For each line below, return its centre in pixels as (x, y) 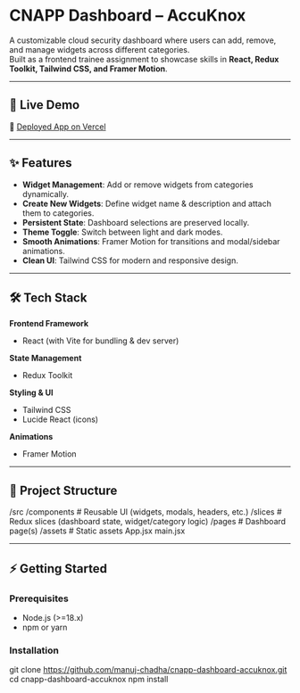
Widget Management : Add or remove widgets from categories (138, 185)
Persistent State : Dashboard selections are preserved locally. (136, 222)
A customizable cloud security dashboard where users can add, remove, (143, 40)
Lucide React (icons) (60, 419)
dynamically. (46, 194)
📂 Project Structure (63, 490)
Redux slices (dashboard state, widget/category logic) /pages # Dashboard (148, 522)
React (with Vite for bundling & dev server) (100, 341)
